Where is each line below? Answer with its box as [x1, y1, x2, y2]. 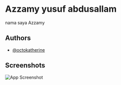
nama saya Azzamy [5, 20, 45, 26]
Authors [5, 34, 31, 42]
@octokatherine [12, 47, 45, 53]
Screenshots [5, 61, 45, 70]
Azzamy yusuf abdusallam [5, 3, 117, 15]
